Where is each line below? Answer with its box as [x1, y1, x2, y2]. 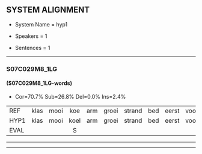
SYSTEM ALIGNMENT [6, 5, 90, 15]
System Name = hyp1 [14, 20, 68, 28]
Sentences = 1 [14, 44, 50, 51]
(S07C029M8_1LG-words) [6, 79, 72, 87]
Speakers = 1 [14, 32, 47, 40]
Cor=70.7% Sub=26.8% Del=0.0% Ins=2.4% [14, 93, 126, 100]
